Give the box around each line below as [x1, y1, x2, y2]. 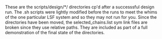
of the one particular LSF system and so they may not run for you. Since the [5, 14, 157, 20]
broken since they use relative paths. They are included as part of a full [5, 25, 148, 30]
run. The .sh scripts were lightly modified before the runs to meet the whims [5, 9, 158, 15]
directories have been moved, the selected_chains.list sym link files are [5, 19, 147, 25]
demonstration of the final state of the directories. [5, 30, 105, 35]
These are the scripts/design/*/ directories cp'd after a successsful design [5, 4, 155, 10]
